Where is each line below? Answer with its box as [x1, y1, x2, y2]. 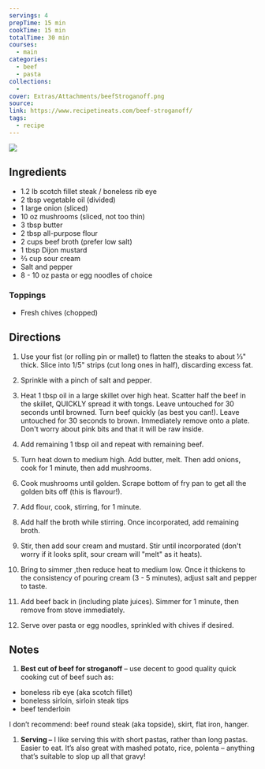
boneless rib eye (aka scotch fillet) [20, 688, 133, 697]
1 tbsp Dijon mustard [20, 245, 88, 255]
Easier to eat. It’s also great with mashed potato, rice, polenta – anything [20, 743, 256, 753]
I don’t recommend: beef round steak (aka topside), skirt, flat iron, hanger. [9, 719, 249, 730]
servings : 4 [9, 11, 48, 20]
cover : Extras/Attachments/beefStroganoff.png [9, 92, 165, 100]
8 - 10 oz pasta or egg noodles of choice [20, 270, 153, 280]
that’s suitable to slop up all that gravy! [20, 752, 146, 761]
